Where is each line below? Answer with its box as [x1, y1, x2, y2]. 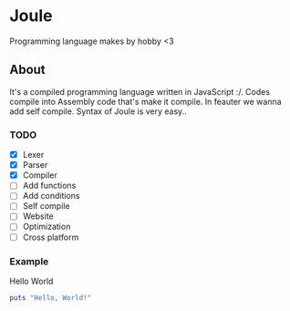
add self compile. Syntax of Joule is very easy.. [9, 106, 187, 117]
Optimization [22, 221, 71, 233]
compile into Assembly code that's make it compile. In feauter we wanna [9, 96, 282, 107]
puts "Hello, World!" [9, 293, 92, 302]
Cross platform [22, 232, 79, 243]
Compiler [22, 170, 57, 181]
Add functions [22, 180, 77, 192]
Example [9, 254, 49, 267]
